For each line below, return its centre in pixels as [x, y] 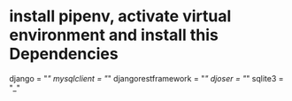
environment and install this [114, 35]
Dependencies [64, 54]
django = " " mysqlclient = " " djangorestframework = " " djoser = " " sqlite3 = [147, 78]
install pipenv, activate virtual [120, 16]
